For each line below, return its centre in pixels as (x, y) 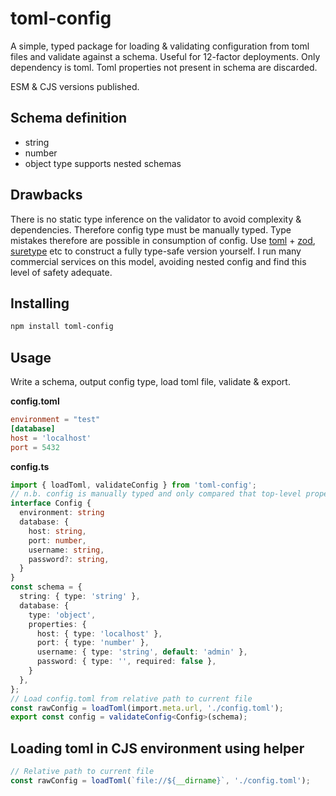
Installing (40, 303)
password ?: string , (69, 559)
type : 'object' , (62, 615)
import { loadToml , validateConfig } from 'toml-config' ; (133, 485)
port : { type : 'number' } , (93, 643)
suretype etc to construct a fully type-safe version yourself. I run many (156, 251)
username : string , (66, 550)
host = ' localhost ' (51, 438)
